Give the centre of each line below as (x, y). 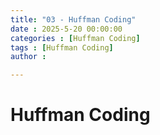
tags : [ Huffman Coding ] (62, 47)
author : (28, 57)
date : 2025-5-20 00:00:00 (66, 29)
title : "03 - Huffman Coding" (73, 19)
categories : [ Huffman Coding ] (75, 38)
